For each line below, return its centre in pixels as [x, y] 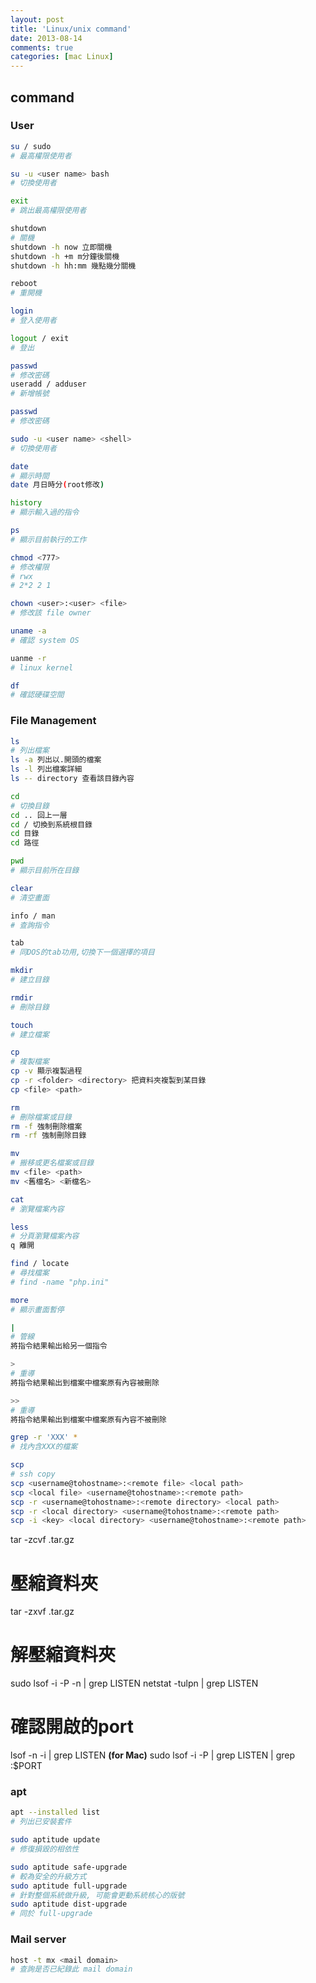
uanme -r [28, 658]
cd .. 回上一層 [39, 815]
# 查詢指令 [30, 925]
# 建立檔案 [30, 1034]
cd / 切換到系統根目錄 [51, 824]
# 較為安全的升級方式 [48, 1876]
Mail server [38, 1939]
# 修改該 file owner [51, 613]
